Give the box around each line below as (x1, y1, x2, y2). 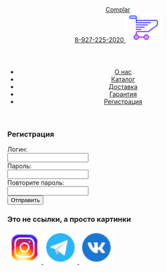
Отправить (11, 196, 41, 204)
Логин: (7, 145, 28, 154)
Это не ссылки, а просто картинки (7, 215, 131, 224)
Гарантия (109, 90, 138, 98)
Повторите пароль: (7, 179, 65, 187)
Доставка (108, 83, 138, 90)
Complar (105, 6, 131, 13)
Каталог (111, 75, 135, 83)
